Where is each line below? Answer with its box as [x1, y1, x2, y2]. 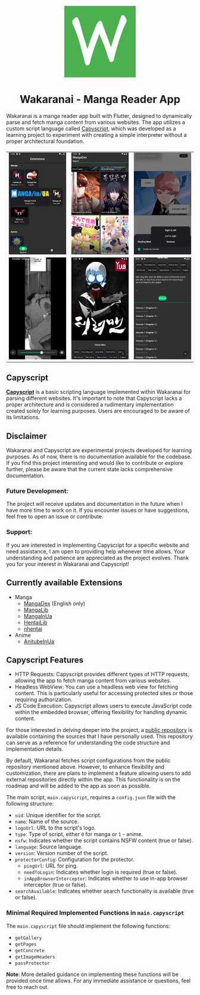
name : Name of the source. [14, 818, 79, 825]
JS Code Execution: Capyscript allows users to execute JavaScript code [14, 702, 192, 709]
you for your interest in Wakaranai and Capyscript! [6, 560, 130, 568]
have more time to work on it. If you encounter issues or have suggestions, [6, 506, 189, 514]
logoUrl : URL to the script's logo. [14, 824, 96, 831]
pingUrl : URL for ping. [23, 862, 79, 869]
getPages [14, 941, 37, 947]
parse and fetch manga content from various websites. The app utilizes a [6, 118, 186, 126]
